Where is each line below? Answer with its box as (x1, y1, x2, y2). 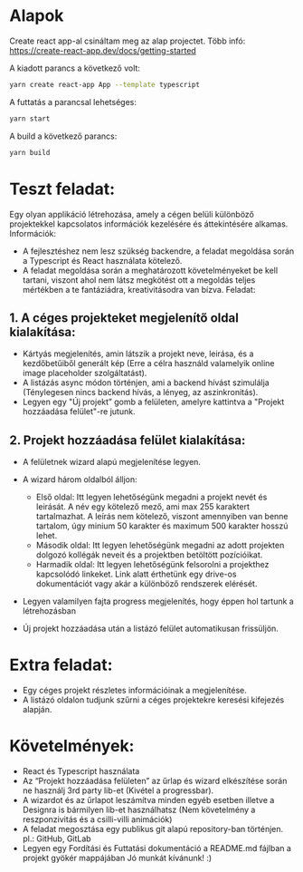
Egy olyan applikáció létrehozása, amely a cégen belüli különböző (9, 208, 255, 219)
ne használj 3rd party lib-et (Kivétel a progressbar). (22, 785, 214, 796)
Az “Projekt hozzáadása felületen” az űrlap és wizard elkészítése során (22, 776, 288, 786)
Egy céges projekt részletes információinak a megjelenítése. (22, 685, 247, 696)
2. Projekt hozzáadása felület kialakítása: (9, 432, 246, 448)
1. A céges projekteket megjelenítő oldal (9, 310, 240, 325)
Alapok (9, 5, 64, 26)
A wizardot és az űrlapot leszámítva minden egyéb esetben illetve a (22, 795, 275, 805)
